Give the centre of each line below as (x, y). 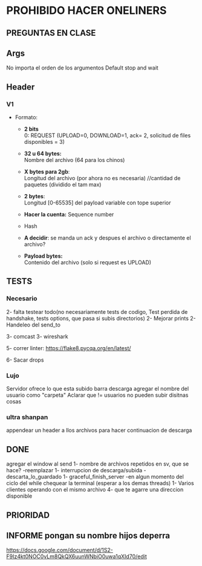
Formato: (26, 117)
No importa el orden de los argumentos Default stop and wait (82, 68)
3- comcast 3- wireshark (37, 336)
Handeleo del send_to (33, 325)
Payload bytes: (43, 256)
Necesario (22, 299)
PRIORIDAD (28, 515)
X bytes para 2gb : (47, 172)
